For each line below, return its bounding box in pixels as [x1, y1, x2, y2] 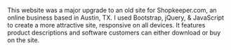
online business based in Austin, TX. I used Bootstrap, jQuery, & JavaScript [7, 13, 225, 22]
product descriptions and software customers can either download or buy [7, 28, 221, 37]
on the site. [7, 36, 40, 44]
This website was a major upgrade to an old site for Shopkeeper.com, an [7, 6, 217, 14]
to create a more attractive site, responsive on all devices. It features [7, 21, 206, 29]
